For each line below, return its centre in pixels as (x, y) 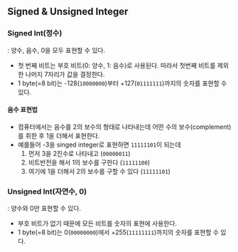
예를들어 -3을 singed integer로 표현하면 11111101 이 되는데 (99, 145)
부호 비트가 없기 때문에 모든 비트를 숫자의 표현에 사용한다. (97, 224)
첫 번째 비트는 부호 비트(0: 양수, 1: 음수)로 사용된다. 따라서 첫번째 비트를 (117, 65)
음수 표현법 (22, 110)
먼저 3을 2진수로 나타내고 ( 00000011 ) (79, 153)
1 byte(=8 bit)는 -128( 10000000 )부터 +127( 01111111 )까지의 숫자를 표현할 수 (122, 83)
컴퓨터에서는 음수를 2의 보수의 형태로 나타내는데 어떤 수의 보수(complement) (124, 127)
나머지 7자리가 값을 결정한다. (65, 74)
